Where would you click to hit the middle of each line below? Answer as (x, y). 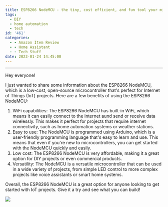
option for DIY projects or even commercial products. (67, 159)
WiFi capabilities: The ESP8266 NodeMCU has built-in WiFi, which (81, 111)
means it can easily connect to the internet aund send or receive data (84, 116)
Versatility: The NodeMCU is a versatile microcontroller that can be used (87, 164)
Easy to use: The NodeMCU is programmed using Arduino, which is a (84, 132)
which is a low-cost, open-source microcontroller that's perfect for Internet (82, 90)
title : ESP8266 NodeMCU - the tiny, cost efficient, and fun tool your (81, 10)
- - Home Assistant (30, 47)
